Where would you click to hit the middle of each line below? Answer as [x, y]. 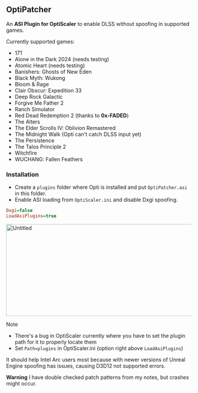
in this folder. [30, 194]
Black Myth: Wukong [40, 78]
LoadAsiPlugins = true [32, 216]
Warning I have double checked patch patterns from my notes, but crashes [98, 377]
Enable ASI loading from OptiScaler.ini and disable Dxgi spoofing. [96, 200]
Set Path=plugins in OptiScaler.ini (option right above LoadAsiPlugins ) [99, 348]
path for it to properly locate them [56, 342]
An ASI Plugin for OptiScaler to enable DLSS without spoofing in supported [98, 24]
